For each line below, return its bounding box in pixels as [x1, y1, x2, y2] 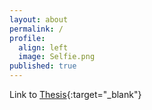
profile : [9, 33, 46, 43]
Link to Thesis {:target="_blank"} [9, 89, 142, 100]
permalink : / [9, 24, 64, 34]
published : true [9, 61, 77, 71]
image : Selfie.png [18, 52, 96, 62]
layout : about [9, 14, 69, 25]
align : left [18, 42, 69, 53]
